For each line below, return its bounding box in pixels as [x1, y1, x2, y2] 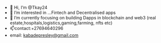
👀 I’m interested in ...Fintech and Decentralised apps [9, 10, 116, 15]
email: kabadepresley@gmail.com [9, 32, 79, 38]
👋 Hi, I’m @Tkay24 [9, 5, 48, 10]
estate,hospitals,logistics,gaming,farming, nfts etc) [9, 20, 113, 26]
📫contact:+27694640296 [9, 26, 64, 31]
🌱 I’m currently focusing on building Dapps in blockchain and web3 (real [9, 15, 156, 20]
